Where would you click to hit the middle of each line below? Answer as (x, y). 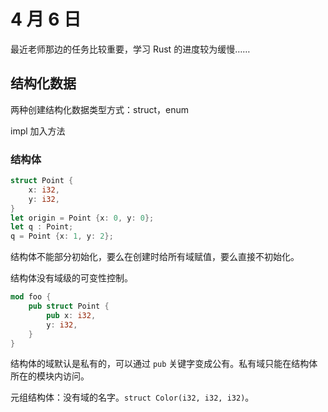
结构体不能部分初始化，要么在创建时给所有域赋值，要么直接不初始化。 (155, 257)
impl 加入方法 (38, 131)
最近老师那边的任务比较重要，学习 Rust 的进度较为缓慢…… (130, 49)
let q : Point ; (42, 227)
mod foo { (31, 297)
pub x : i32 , (71, 315)
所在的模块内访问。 (50, 376)
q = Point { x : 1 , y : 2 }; (62, 236)
